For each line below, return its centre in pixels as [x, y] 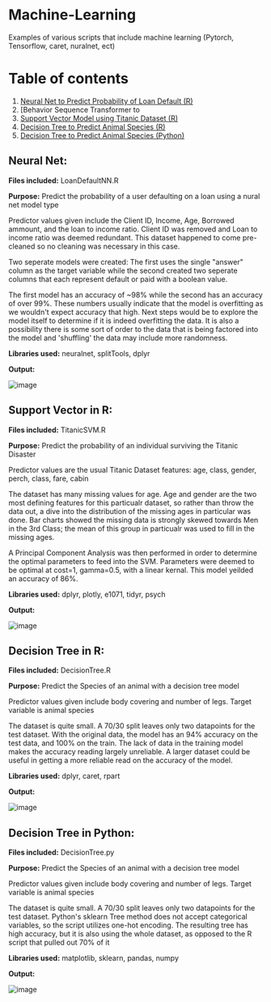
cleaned [22, 246]
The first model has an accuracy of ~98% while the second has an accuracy [135, 295]
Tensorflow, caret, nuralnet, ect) [62, 45]
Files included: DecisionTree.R [59, 670]
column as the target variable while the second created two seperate [123, 270]
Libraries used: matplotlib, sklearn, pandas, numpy [94, 958]
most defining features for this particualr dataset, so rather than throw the [131, 503]
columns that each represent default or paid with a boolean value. [118, 279]
